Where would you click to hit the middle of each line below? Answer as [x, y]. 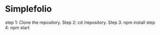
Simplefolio [28, 9]
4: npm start [18, 27]
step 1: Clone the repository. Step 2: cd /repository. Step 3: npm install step [80, 22]
